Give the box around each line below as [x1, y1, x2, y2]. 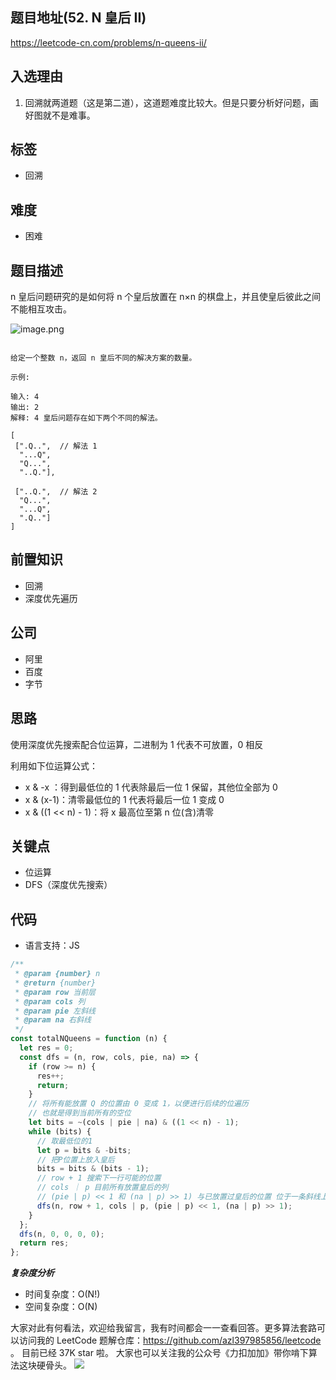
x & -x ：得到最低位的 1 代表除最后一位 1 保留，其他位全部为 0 [24, 781, 278, 793]
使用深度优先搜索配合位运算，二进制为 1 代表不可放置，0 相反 [10, 738, 264, 750]
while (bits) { [28, 1126, 92, 1137]
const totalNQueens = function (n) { [10, 1034, 168, 1044]
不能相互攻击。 [10, 303, 72, 315]
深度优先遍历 [24, 592, 78, 604]
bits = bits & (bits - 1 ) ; [36, 1164, 150, 1174]
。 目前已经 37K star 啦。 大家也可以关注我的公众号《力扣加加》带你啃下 [10, 1347, 309, 1359]
